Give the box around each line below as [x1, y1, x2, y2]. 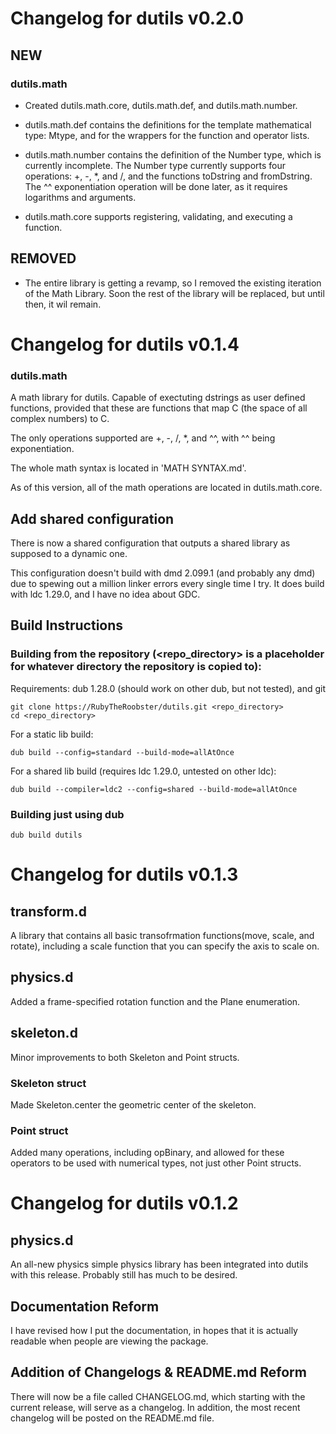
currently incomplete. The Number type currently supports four [24, 159, 287, 171]
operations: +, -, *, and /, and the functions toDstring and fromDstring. [24, 170, 313, 182]
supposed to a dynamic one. [10, 547, 128, 559]
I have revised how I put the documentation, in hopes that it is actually [10, 1325, 298, 1336]
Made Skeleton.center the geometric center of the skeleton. [10, 1098, 257, 1111]
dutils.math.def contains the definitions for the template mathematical [24, 118, 312, 131]
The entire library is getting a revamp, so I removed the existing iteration [24, 277, 322, 289]
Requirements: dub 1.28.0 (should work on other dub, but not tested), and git [10, 682, 327, 694]
